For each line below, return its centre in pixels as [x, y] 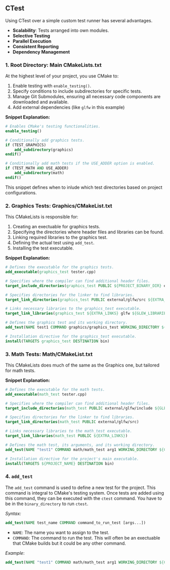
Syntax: [13, 513]
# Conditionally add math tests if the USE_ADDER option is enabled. [80, 164]
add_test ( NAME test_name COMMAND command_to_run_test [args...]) [75, 523]
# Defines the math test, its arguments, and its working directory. [80, 445]
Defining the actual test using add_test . [53, 243]
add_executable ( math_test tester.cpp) [46, 394]
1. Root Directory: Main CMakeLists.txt [54, 65]
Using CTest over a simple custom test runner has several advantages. [79, 20]
